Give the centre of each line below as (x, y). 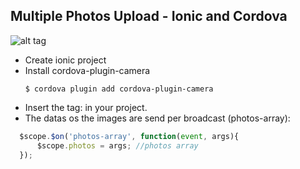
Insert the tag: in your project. (86, 107)
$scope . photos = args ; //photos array (117, 145)
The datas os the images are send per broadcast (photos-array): (157, 118)
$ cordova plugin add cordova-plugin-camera (119, 89)
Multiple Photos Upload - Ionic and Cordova (149, 16)
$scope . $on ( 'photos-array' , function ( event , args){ (129, 136)
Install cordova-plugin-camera (87, 70)
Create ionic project (65, 60)
